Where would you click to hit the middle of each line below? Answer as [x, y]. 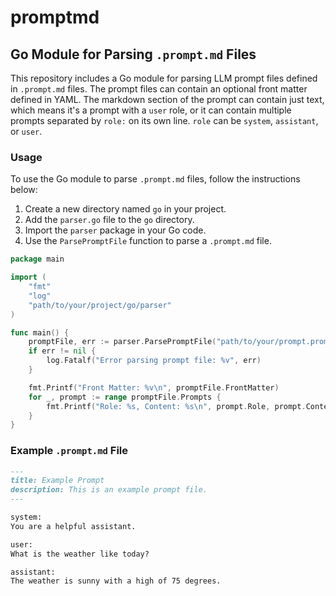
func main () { [40, 332]
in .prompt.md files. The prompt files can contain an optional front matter [159, 89]
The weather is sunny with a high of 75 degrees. [116, 581]
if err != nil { [62, 351]
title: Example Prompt [57, 481]
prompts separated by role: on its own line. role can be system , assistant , [164, 120]
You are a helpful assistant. [73, 526]
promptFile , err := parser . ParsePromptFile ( [122, 342]
